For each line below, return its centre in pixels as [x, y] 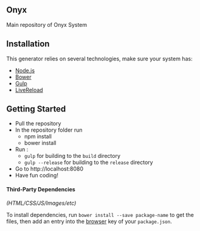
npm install [38, 137]
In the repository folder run [49, 130]
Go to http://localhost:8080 [49, 169]
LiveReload [29, 90]
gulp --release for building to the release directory [88, 162]
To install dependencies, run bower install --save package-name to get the [100, 215]
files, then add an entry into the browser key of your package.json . [89, 221]
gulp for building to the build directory [72, 156]
